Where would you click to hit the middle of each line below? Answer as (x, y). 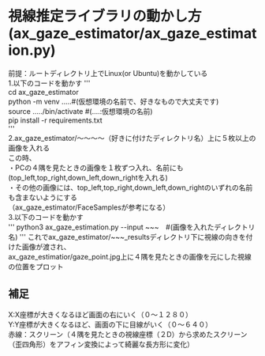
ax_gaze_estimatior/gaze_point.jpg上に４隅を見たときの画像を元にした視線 (130, 256)
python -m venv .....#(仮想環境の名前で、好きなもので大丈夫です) (114, 101)
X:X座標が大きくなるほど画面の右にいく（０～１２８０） (101, 314)
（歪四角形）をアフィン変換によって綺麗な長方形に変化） (101, 344)
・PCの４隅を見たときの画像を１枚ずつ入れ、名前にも (96, 168)
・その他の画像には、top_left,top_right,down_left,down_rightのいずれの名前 (131, 187)
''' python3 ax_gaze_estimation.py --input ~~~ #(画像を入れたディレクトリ (132, 227)
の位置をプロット (36, 267)
